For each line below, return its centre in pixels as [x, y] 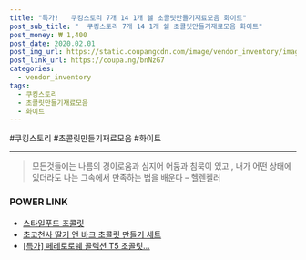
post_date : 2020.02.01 [52, 43]
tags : [20, 86]
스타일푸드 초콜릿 [53, 223]
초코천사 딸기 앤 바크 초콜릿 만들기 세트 [92, 234]
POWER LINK [39, 202]
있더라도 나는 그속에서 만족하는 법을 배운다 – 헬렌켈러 [126, 178]
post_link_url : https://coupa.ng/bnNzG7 [87, 60]
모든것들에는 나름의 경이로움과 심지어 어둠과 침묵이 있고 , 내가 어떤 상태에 [162, 166]
